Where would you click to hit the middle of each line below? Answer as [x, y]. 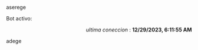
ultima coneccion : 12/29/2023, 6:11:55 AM [139, 30]
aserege [16, 7]
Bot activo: [19, 18]
